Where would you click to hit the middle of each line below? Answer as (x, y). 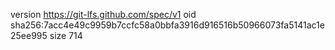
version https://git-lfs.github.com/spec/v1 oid (103, 14)
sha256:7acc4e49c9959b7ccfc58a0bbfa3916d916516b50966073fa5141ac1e (167, 25)
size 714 (66, 35)
